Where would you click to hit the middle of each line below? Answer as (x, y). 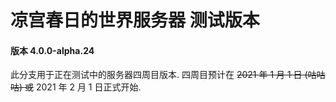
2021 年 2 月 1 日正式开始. (88, 87)
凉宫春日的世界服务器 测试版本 (135, 20)
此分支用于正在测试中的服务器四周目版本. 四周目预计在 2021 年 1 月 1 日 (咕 (163, 75)
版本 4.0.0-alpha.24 (52, 50)
